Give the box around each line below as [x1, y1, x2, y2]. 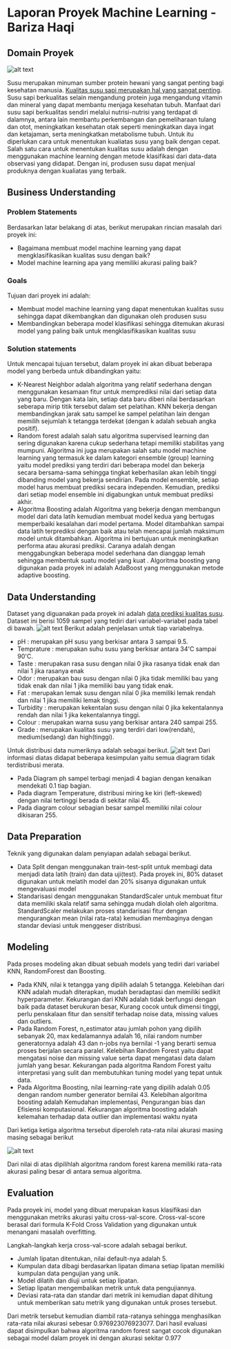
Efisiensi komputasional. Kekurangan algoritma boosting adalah [17, 1105, 198, 1113]
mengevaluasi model [17, 884, 77, 893]
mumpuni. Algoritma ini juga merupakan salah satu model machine [17, 447, 207, 455]
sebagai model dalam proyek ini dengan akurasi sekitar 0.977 [7, 1334, 181, 1342]
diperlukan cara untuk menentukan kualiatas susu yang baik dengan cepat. [7, 137, 221, 146]
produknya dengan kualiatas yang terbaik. [7, 167, 127, 175]
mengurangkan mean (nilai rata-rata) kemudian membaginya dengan [17, 913, 213, 922]
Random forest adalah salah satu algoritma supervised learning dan [17, 431, 209, 440]
